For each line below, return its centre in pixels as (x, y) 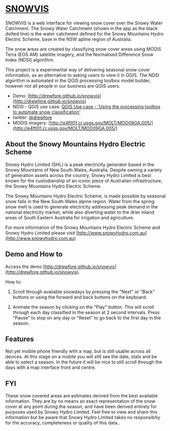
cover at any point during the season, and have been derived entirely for (81, 407)
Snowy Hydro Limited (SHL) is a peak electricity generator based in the (80, 164)
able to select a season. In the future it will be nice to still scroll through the (84, 362)
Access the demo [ (25, 266)
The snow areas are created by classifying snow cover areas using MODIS (83, 49)
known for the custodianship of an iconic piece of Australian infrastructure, (84, 181)
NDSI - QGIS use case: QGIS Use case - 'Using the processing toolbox (87, 106)
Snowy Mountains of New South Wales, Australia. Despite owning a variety (84, 170)
